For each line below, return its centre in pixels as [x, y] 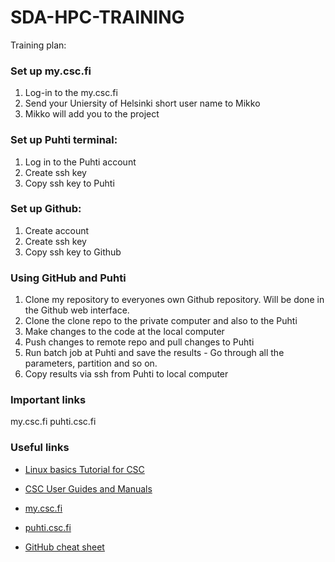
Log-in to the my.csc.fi [71, 93]
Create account [57, 230]
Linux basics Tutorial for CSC [84, 469]
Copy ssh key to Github [73, 252]
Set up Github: [46, 209]
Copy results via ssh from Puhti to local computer [126, 374]
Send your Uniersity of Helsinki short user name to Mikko [142, 103]
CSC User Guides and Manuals [88, 488]
